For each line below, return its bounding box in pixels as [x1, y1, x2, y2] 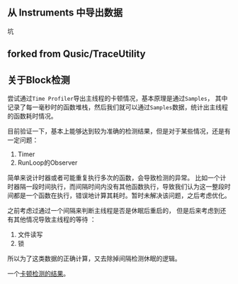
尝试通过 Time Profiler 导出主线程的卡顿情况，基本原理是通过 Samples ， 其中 [7, 94, 228, 103]
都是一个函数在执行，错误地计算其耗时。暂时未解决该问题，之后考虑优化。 [13, 191, 231, 200]
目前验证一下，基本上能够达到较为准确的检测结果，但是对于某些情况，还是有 [7, 127, 231, 136]
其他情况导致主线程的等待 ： [13, 215, 96, 224]
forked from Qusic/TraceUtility [7, 48, 146, 60]
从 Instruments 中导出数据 [7, 6, 123, 19]
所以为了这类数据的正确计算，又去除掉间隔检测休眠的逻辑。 [7, 254, 181, 263]
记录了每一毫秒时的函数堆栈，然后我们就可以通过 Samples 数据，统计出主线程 [7, 103, 229, 111]
